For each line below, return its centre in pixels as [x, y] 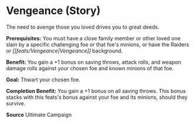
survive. [16, 103]
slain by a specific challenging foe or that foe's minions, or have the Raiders [98, 44]
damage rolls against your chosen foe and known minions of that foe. [90, 68]
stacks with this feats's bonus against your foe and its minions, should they [97, 97]
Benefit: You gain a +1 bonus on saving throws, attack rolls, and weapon [94, 62]
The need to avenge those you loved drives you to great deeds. [83, 27]
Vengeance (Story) [53, 11]
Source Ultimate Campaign [39, 115]
